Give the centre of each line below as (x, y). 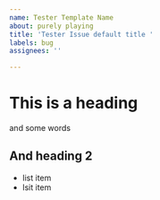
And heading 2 (51, 157)
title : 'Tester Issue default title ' (81, 34)
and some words (40, 128)
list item (37, 178)
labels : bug (31, 43)
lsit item (37, 187)
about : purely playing (51, 26)
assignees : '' (36, 51)
